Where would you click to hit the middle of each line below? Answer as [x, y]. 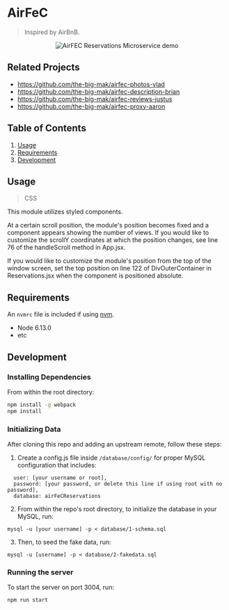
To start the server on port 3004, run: [61, 587]
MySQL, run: [35, 516]
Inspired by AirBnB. [52, 32]
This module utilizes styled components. [65, 212]
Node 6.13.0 [34, 328]
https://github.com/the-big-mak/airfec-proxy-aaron [91, 106]
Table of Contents [47, 128]
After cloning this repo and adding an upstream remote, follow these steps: [114, 444]
